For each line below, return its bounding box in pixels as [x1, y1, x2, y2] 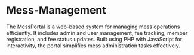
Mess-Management [6, 4, 106, 17]
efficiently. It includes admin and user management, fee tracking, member [6, 29, 188, 36]
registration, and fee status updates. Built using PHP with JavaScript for [6, 35, 183, 43]
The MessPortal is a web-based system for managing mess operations [6, 23, 180, 30]
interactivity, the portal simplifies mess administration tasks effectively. [6, 42, 181, 49]
